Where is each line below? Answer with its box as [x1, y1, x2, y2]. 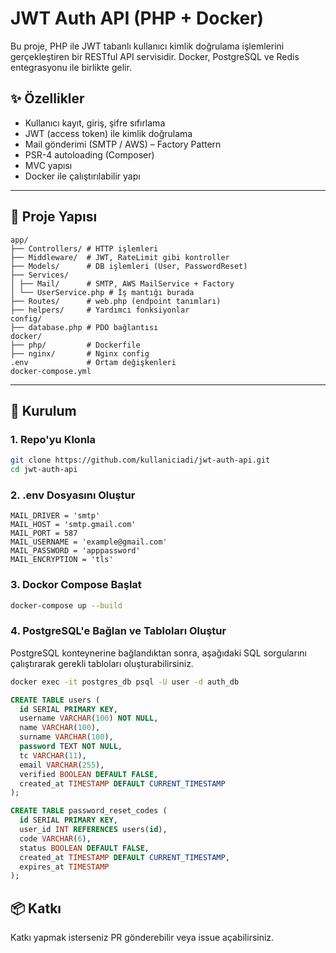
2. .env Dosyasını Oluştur [10, 488, 136, 502]
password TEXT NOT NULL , [19, 742, 123, 752]
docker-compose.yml [10, 366, 92, 376]
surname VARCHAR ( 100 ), [19, 732, 114, 742]
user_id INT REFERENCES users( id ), [19, 825, 168, 835]
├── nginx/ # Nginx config [10, 348, 150, 359]
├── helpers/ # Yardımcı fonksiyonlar [10, 305, 190, 315]
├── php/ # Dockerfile [10, 340, 141, 350]
